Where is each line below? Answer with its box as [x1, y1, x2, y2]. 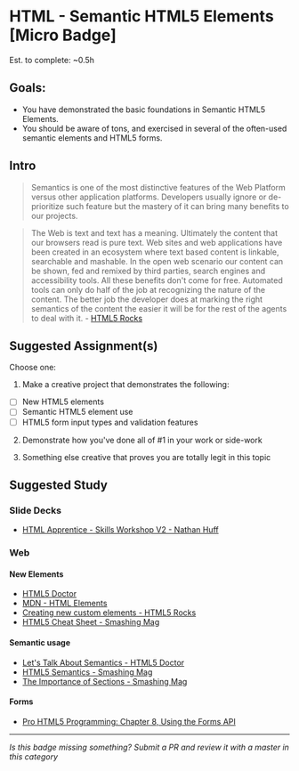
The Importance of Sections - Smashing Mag [21, 676, 188, 686]
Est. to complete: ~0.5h [9, 54, 95, 65]
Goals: [9, 80, 46, 95]
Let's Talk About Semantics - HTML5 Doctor [21, 657, 185, 668]
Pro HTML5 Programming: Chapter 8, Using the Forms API [21, 716, 236, 726]
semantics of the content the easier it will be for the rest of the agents [30, 303, 287, 313]
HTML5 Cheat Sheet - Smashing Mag [21, 617, 160, 628]
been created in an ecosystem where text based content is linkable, [30, 247, 279, 257]
